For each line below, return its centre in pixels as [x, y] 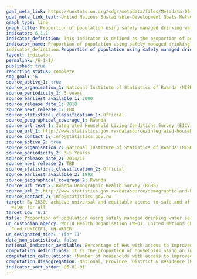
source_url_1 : [23, 131]
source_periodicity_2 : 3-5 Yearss [48, 153]
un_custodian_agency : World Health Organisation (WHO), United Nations [95, 223]
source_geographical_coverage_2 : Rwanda [56, 180]
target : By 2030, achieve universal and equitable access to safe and [94, 202]
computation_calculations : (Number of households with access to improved [99, 256]
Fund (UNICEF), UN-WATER [42, 229]
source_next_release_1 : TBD [40, 109]
